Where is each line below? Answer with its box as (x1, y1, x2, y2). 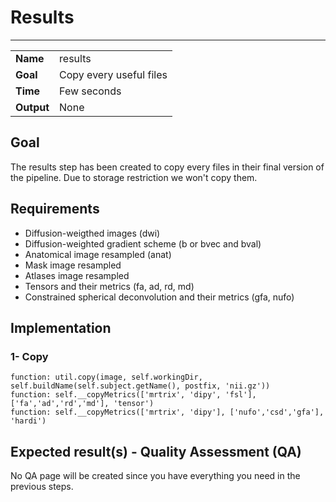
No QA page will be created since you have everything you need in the (10, 470, 301, 482)
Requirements (10, 201, 100, 218)
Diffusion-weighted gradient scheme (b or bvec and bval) (24, 237, 262, 250)
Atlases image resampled (24, 269, 130, 281)
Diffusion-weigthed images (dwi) (24, 227, 161, 239)
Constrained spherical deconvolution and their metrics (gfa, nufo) (24, 291, 295, 303)
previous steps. (10, 481, 74, 493)
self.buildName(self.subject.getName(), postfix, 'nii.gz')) (10, 381, 271, 391)
